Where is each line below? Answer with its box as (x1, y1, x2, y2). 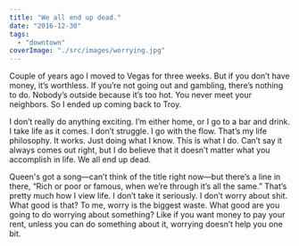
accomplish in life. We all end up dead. (9, 154, 152, 165)
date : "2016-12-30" (9, 21, 82, 30)
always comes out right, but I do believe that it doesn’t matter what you (9, 144, 270, 156)
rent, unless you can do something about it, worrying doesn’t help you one (9, 219, 283, 230)
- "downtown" (17, 37, 66, 47)
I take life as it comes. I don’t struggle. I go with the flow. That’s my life (9, 126, 268, 136)
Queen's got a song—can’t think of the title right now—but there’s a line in (9, 171, 281, 183)
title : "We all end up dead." (9, 12, 122, 22)
